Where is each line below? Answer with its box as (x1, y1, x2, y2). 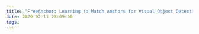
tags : (6, 19, 20, 25)
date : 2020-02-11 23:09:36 (6, 14, 73, 20)
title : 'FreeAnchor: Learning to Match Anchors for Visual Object (6, 8, 174, 14)
